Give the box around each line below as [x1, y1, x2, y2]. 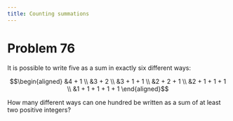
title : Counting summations [7, 10, 90, 17]
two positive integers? [7, 106, 72, 114]
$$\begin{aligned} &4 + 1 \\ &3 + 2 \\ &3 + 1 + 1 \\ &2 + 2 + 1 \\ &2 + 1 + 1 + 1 [9, 77, 227, 85]
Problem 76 [7, 40, 76, 56]
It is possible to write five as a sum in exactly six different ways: [7, 64, 192, 72]
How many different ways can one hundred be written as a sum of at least [7, 98, 221, 106]
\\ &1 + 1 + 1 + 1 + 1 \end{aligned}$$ [67, 85, 169, 93]
